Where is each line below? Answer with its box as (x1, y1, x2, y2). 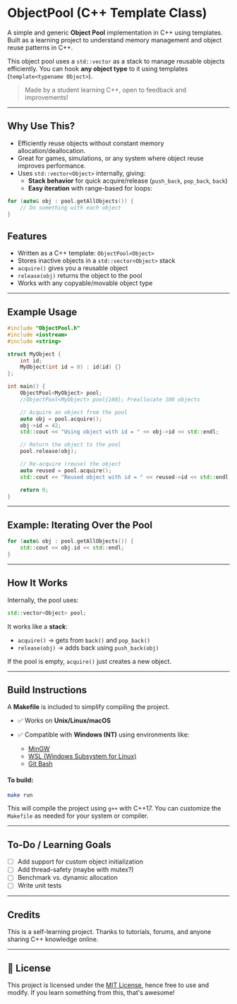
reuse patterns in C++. (7, 43, 73, 52)
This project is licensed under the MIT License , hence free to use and (7, 981, 209, 989)
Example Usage (7, 306, 78, 318)
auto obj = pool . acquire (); (20, 415, 102, 423)
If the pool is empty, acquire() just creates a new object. (7, 657, 171, 665)
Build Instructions (7, 684, 87, 696)
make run (7, 792, 33, 799)
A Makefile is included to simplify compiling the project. (7, 703, 170, 711)
